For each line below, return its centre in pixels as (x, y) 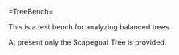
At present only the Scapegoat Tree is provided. (87, 42)
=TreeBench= (31, 12)
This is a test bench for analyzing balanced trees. (90, 27)
